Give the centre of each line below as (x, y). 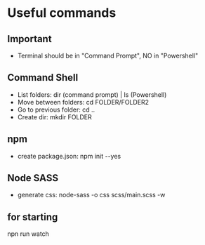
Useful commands (62, 13)
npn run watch (28, 234)
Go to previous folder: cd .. (56, 110)
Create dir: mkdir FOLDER (55, 117)
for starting (33, 217)
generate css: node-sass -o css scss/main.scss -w (91, 195)
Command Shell (43, 78)
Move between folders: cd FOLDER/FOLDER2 (83, 102)
